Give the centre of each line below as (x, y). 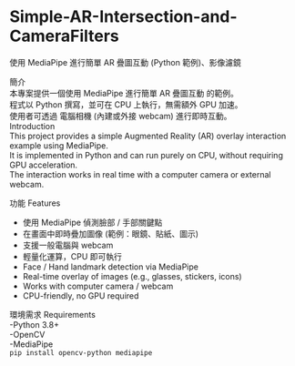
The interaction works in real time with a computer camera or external (140, 174)
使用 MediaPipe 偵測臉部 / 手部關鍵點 (92, 222)
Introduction (32, 126)
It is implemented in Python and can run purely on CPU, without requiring (147, 155)
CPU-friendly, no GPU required (81, 295)
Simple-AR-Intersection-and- (124, 17)
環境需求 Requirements (52, 314)
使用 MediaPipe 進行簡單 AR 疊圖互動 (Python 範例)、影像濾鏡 (125, 62)
